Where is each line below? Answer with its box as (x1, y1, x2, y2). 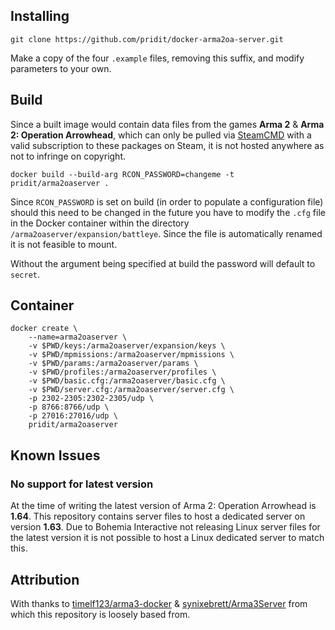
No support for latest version (10, 477, 154, 491)
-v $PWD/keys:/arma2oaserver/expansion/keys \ (28, 341, 226, 351)
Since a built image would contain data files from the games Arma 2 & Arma (10, 118, 325, 130)
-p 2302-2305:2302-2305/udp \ (28, 394, 155, 404)
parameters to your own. (10, 62, 112, 74)
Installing (10, 8, 70, 25)
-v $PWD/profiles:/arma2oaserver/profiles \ (28, 367, 217, 378)
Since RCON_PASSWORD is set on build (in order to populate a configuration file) (10, 195, 324, 208)
